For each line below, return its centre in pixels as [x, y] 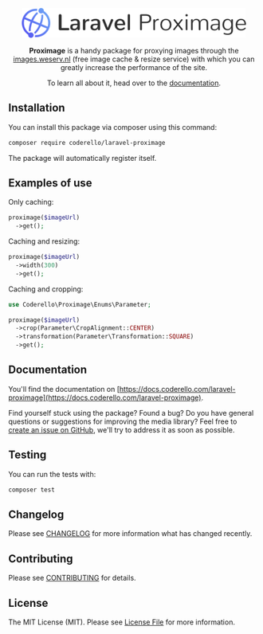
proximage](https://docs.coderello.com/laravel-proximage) [105, 397]
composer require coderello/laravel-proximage [87, 143]
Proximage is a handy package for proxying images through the [134, 50]
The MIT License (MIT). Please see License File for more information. [122, 622]
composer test [32, 490]
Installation [37, 108]
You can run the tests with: [52, 474]
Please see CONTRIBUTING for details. [73, 578]
